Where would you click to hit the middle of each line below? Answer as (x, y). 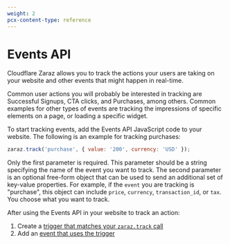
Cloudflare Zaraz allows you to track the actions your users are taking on (111, 73)
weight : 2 (21, 13)
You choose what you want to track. (59, 199)
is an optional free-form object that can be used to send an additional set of (115, 178)
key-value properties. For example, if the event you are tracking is (101, 185)
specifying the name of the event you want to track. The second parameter (114, 170)
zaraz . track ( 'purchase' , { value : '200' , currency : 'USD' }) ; (99, 149)
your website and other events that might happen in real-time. (95, 81)
